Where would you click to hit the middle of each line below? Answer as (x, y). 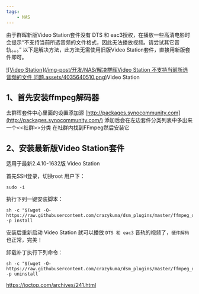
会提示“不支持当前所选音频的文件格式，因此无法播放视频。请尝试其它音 (93, 42)
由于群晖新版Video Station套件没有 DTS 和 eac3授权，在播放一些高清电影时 (98, 35)
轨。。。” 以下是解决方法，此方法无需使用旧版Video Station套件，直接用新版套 (98, 49)
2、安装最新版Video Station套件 (65, 148)
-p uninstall (22, 274)
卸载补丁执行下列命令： (35, 253)
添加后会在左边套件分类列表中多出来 (149, 120)
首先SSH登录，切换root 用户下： (46, 176)
